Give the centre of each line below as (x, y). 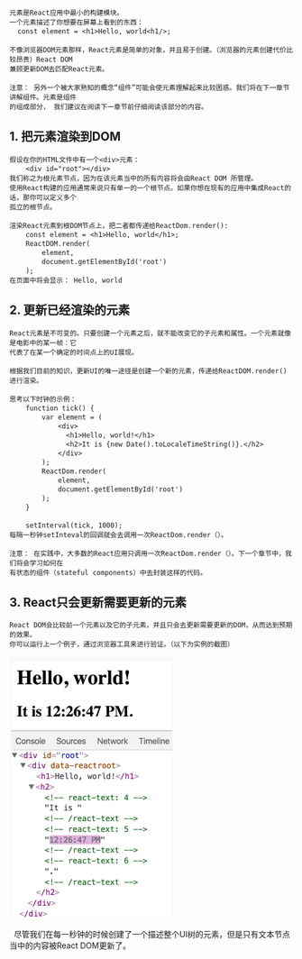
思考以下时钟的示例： (43, 399)
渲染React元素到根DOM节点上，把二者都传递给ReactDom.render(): (119, 225)
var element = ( (72, 417)
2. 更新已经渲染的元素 (70, 311)
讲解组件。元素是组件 (43, 97)
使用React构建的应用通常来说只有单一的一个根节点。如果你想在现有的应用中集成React (147, 187)
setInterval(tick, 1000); (74, 525)
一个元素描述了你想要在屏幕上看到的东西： (77, 23)
